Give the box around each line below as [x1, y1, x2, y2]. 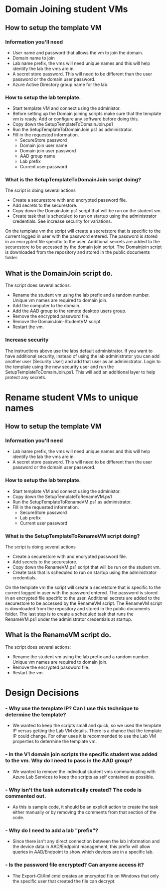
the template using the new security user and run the [5, 364, 114, 370]
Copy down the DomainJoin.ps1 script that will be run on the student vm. [12, 208, 162, 214]
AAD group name [19, 153, 56, 159]
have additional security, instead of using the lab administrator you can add [5, 353, 160, 359]
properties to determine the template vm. [12, 738, 97, 745]
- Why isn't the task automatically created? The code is [5, 786, 142, 793]
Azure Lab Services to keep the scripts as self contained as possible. [12, 774, 155, 780]
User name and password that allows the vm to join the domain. [12, 49, 144, 55]
